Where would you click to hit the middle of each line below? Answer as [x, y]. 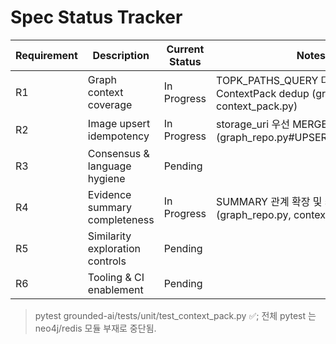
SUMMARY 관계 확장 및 [269, 201]
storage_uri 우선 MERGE [272, 124]
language [109, 166]
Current [185, 49]
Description [121, 55]
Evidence [109, 194]
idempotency [118, 136]
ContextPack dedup [263, 93]
